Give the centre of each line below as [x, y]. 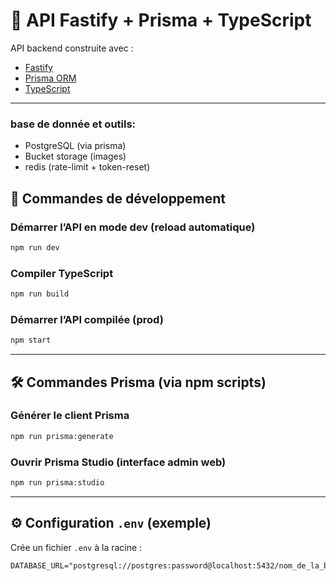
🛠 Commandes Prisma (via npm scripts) [138, 382]
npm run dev [35, 247]
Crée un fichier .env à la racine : [76, 547]
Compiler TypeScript [62, 273]
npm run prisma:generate [62, 436]
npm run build [40, 294]
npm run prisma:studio [57, 483]
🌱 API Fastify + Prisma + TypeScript [161, 20]
